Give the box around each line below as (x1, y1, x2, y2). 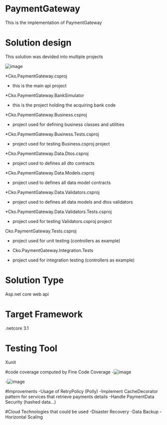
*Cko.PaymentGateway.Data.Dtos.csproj (5, 150, 89, 156)
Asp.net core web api (5, 291, 49, 297)
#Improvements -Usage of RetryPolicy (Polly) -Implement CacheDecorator (5, 388, 159, 394)
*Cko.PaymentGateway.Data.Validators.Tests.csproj (5, 208, 112, 214)
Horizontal (5, 413, 26, 420)
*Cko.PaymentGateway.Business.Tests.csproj (5, 131, 99, 137)
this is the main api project (12, 82, 67, 88)
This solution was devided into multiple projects (5, 53, 103, 59)
